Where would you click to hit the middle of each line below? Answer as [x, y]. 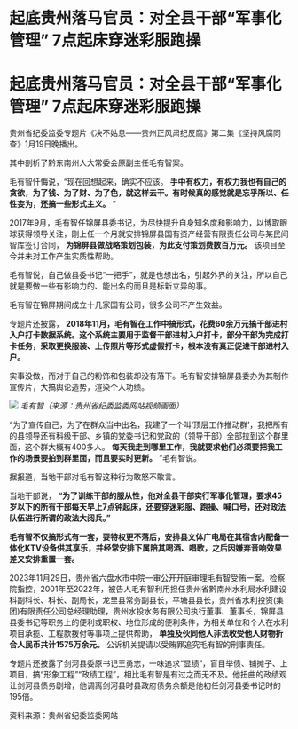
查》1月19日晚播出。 [46, 144]
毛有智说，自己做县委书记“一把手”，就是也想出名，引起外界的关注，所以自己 [149, 275]
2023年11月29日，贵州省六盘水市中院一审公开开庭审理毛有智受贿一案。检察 [147, 578]
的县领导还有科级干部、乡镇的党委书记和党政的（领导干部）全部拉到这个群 [145, 436]
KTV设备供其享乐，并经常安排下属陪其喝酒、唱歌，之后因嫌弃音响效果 [153, 548]
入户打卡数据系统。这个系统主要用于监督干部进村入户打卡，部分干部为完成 [145, 335]
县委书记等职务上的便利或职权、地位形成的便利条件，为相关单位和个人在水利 [149, 622]
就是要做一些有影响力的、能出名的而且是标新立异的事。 [110, 286]
